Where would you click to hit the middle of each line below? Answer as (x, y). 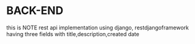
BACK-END (35, 11)
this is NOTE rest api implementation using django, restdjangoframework (98, 28)
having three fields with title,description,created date (73, 34)
